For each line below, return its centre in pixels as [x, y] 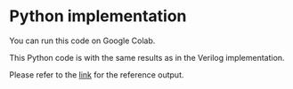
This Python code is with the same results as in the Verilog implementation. [147, 57]
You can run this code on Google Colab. [82, 41]
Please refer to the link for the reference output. [97, 74]
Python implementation [98, 16]
